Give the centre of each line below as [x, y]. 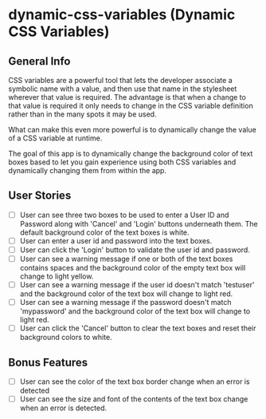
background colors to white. [66, 338]
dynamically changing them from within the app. [88, 170]
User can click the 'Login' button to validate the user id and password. [135, 250]
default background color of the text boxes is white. [104, 232]
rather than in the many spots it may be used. [82, 114]
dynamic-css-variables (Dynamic [122, 15]
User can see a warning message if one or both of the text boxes [126, 259]
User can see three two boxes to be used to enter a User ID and [124, 215]
